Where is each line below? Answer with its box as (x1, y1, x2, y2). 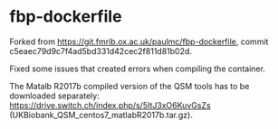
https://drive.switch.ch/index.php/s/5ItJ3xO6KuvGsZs (9, 99, 211, 110)
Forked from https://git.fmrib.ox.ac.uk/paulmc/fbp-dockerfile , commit (9, 36, 269, 47)
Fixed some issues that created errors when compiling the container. (9, 63, 265, 74)
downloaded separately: (9, 90, 100, 101)
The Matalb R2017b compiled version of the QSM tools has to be (9, 80, 250, 91)
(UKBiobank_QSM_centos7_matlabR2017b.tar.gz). (9, 109, 193, 120)
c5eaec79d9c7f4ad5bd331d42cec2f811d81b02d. (9, 45, 193, 56)
